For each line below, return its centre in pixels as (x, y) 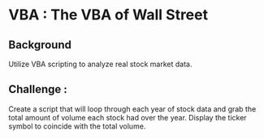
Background (40, 45)
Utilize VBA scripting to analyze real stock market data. (100, 64)
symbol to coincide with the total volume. (77, 126)
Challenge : (38, 89)
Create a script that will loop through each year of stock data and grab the (132, 109)
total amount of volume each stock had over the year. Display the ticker (128, 117)
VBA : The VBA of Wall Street (108, 15)
